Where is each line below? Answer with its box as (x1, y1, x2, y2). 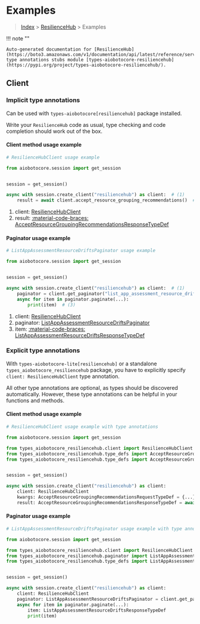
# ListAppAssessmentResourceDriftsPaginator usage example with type (6, 526, 183, 532)
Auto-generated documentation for (6, 46, 92, 52)
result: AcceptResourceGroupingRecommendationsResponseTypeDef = (17, 499, 183, 505)
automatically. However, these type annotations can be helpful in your (6, 390, 177, 398)
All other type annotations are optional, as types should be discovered (6, 384, 179, 391)
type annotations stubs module (6, 57, 84, 63)
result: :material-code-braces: (14, 215, 89, 222)
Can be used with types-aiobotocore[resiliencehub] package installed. (6, 110, 182, 117)
